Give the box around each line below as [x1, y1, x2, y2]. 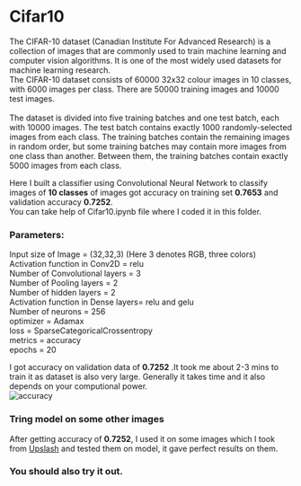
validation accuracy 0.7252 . [9, 196, 114, 208]
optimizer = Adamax [9, 316, 84, 327]
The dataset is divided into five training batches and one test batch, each [9, 112, 280, 123]
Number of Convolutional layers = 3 [9, 268, 141, 279]
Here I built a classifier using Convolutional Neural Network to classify [9, 177, 268, 188]
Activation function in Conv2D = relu [9, 259, 144, 270]
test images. [9, 93, 56, 104]
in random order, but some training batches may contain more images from [9, 141, 288, 152]
